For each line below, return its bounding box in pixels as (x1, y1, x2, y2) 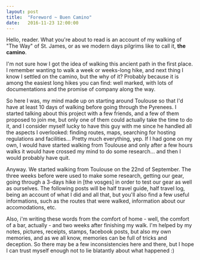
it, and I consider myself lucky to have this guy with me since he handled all (6, 123, 192, 130)
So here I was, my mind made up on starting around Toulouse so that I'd (6, 97, 183, 104)
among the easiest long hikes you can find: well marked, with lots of (6, 79, 173, 86)
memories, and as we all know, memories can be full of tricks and (6, 234, 167, 242)
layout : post (6, 8, 39, 15)
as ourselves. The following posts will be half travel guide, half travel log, (6, 185, 185, 192)
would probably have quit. (6, 154, 70, 162)
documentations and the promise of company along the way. (6, 86, 156, 93)
